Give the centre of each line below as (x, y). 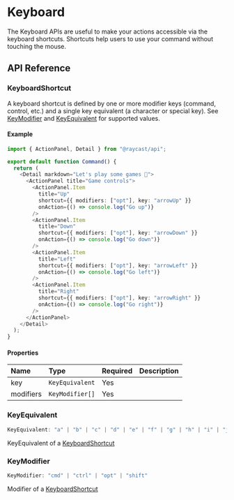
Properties (23, 353)
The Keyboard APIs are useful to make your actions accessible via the (107, 31)
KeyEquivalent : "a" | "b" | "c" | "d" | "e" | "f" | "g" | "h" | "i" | (114, 429)
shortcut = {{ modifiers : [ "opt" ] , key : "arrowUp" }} (115, 200)
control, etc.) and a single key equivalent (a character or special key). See (113, 111)
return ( (26, 168)
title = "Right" (58, 292)
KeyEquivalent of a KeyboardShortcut (61, 443)
